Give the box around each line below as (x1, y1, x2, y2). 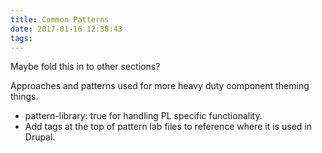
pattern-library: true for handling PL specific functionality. (24, 110, 263, 122)
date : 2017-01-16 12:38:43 (10, 24, 123, 34)
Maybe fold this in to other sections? (10, 61, 161, 73)
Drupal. (24, 131, 56, 143)
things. (10, 91, 39, 103)
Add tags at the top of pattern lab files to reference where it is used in (24, 121, 312, 133)
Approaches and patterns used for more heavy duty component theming (10, 80, 310, 92)
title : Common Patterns (10, 14, 110, 25)
